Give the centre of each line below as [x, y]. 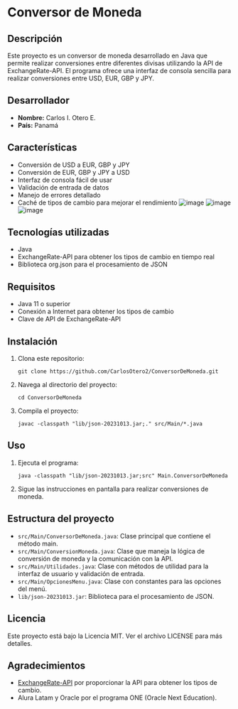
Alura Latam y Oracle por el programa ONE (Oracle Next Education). [117, 698]
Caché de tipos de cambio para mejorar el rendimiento [97, 202]
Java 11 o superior [44, 304]
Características [42, 147]
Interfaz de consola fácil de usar [65, 180]
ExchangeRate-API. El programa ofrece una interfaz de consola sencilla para [119, 71]
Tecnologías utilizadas [58, 233]
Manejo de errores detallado [59, 195]
